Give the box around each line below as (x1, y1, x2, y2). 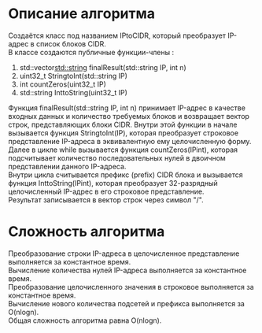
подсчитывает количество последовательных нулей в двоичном (8, 153, 226, 162)
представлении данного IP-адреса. (8, 161, 127, 171)
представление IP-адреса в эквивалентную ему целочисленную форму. (8, 136, 252, 146)
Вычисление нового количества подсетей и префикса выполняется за (8, 298, 245, 308)
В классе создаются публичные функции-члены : (8, 47, 175, 57)
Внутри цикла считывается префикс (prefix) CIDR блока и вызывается (8, 170, 244, 179)
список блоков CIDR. (35, 39, 106, 48)
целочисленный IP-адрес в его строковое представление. (8, 187, 205, 196)
